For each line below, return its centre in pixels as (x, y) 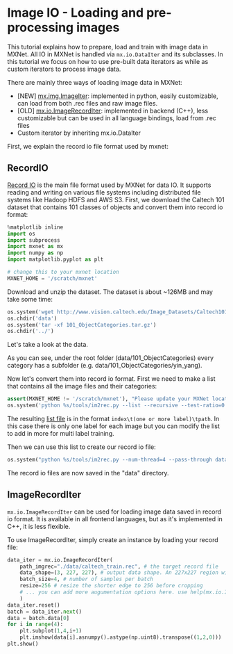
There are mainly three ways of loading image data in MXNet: (95, 82)
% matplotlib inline (35, 227)
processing (41, 27)
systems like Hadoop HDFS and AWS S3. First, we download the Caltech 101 (116, 199)
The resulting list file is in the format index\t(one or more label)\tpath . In (113, 419)
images (98, 27)
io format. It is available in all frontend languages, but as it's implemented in (115, 518)
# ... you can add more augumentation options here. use (104, 592)
